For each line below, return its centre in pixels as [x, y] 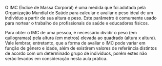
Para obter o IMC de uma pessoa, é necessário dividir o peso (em [71, 33]
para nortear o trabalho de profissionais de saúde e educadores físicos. [77, 23]
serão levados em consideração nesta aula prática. [56, 58]
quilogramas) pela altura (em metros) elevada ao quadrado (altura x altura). [81, 38]
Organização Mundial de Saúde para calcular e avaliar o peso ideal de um [79, 13]
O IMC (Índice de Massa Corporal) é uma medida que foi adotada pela [76, 8]
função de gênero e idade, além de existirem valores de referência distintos [81, 48]
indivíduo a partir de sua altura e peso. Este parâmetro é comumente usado [81, 18]
